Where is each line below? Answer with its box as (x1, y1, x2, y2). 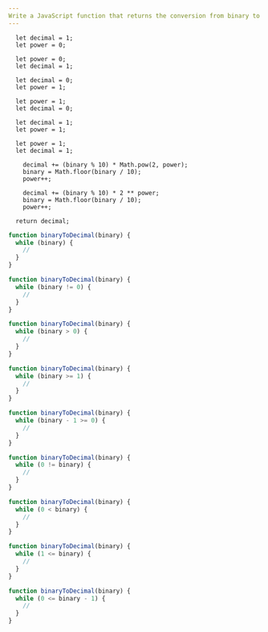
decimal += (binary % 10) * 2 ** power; (22, 188, 160, 197)
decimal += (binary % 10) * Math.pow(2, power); (22, 160, 189, 169)
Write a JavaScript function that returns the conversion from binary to (8, 11, 261, 20)
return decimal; (15, 217, 70, 225)
